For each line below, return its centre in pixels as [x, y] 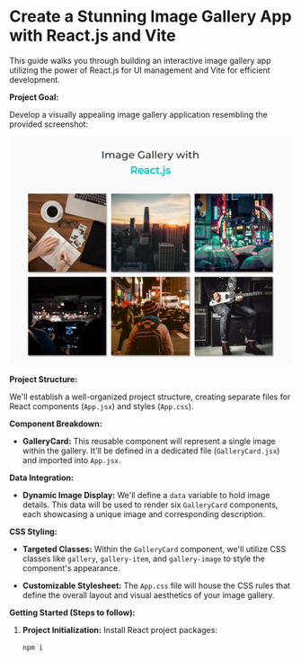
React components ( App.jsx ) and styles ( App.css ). [102, 406]
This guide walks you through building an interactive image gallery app [140, 60]
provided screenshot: [49, 124]
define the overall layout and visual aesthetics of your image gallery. [148, 594]
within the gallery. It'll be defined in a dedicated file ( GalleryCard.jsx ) [151, 451]
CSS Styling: [33, 531]
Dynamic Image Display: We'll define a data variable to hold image [146, 495]
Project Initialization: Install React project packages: [120, 630]
